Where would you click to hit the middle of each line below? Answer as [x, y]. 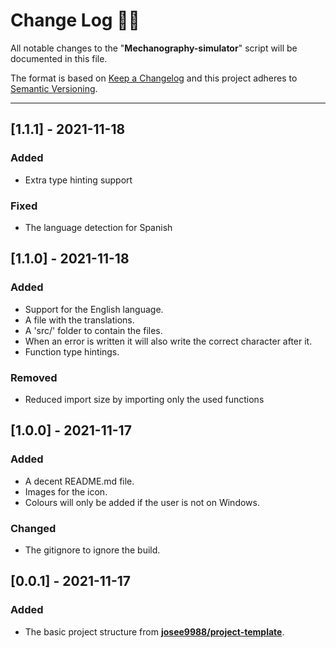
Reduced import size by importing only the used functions [144, 399]
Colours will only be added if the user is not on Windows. [142, 502]
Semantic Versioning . [54, 88]
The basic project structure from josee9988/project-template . [154, 631]
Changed [33, 528]
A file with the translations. [79, 320]
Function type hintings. [72, 351]
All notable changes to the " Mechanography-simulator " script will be [154, 48]
